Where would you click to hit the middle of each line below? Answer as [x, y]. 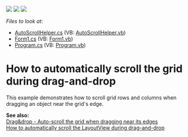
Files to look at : [25, 21]
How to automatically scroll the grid [94, 69]
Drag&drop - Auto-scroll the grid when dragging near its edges [82, 121]
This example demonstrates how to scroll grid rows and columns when [91, 98]
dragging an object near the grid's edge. [55, 103]
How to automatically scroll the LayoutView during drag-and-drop [86, 128]
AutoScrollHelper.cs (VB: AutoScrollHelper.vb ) [70, 33]
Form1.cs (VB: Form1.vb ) [44, 39]
